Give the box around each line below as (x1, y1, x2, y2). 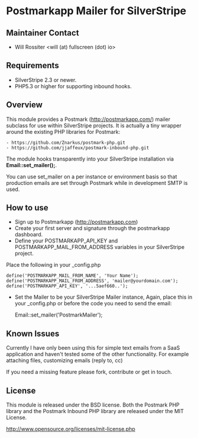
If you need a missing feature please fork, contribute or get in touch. (6, 369, 173, 376)
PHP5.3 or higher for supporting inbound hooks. (14, 82, 132, 89)
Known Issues (6, 328, 60, 338)
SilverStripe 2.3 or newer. (14, 76, 77, 84)
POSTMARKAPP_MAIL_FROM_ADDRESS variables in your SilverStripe (14, 244, 185, 251)
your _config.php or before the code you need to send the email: (14, 300, 173, 307)
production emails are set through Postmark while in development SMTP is (6, 179, 188, 186)
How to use (6, 203, 48, 213)
